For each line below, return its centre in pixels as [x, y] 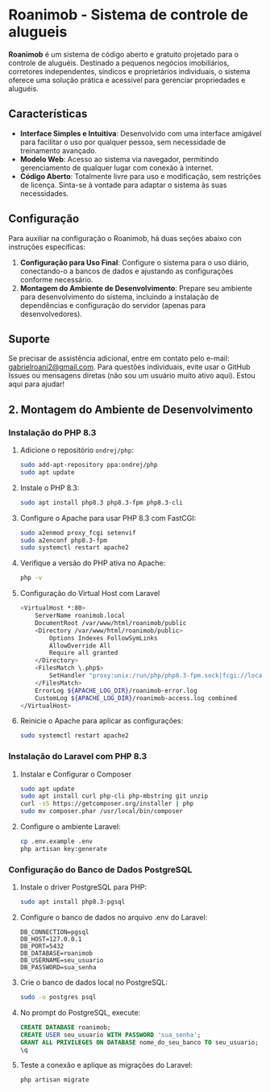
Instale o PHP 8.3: [50, 488]
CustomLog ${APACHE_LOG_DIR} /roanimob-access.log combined [136, 698]
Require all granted [84, 653]
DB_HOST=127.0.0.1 [51, 940]
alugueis [38, 32]
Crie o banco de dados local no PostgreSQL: [94, 982]
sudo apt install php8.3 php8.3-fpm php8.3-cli [101, 502]
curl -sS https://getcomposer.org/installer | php [107, 804]
